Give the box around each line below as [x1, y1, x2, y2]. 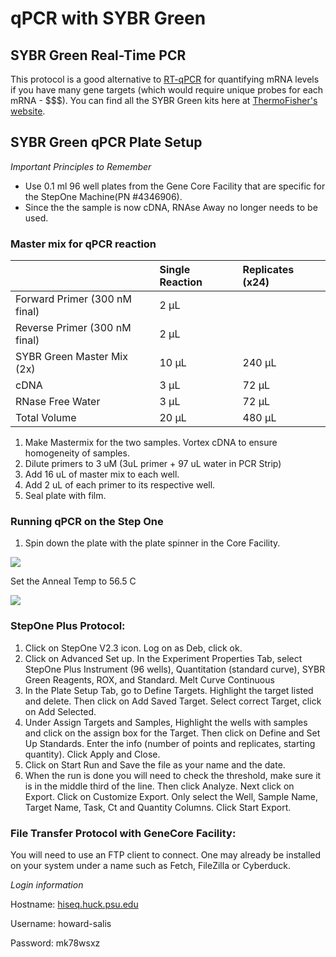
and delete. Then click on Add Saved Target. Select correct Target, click [24, 695, 322, 707]
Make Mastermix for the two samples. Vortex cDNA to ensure [24, 437, 278, 449]
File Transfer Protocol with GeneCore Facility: [10, 826, 237, 840]
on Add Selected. [24, 705, 97, 717]
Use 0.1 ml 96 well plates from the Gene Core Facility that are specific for [24, 180, 326, 192]
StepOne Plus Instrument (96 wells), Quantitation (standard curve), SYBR [24, 663, 326, 675]
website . [10, 105, 46, 117]
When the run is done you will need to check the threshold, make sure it [24, 769, 322, 781]
